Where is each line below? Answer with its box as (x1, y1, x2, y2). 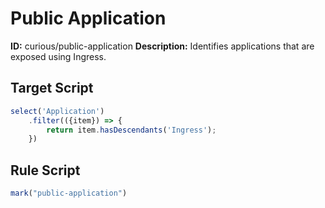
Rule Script (10, 162, 81, 179)
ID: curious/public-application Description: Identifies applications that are (10, 40, 315, 52)
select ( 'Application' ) (10, 106, 105, 116)
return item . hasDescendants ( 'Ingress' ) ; (46, 125, 217, 135)
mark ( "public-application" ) (10, 188, 128, 199)
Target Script (10, 80, 94, 97)
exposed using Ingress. (10, 50, 107, 62)
